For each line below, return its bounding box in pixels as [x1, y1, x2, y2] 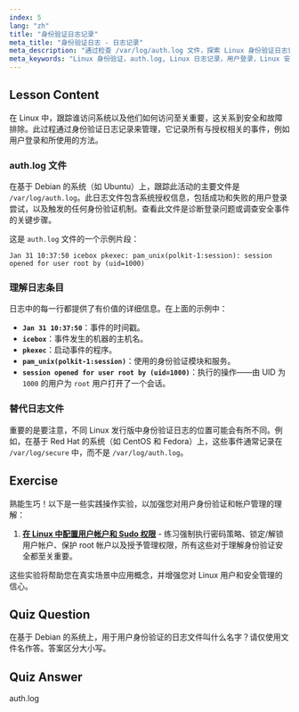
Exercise [9, 474, 59, 489]
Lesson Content [9, 87, 100, 103]
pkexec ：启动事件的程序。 [21, 344, 117, 355]
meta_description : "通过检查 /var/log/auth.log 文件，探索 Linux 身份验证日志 [9, 46, 288, 55]
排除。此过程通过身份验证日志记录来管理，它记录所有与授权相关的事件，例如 [9, 123, 290, 134]
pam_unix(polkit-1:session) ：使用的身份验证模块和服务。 [21, 356, 236, 367]
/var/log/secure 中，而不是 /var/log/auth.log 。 [9, 447, 189, 458]
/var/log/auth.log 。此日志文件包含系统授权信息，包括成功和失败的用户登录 [9, 193, 287, 203]
